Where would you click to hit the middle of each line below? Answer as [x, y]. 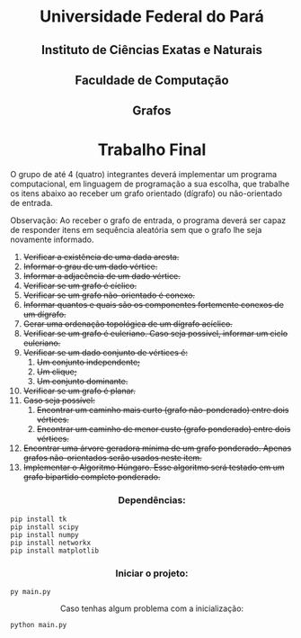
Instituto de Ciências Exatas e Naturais [152, 50]
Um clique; [57, 372]
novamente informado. [52, 239]
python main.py [39, 625]
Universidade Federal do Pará [152, 17]
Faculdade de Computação [152, 80]
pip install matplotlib [55, 551]
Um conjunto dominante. [82, 382]
